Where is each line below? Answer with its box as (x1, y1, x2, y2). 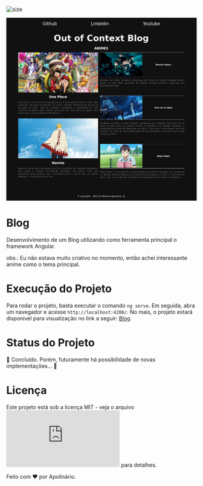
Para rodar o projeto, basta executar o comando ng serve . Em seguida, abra (6, 302, 195, 309)
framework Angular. (6, 242, 56, 250)
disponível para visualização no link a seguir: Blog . (6, 315, 132, 322)
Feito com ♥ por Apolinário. (6, 473, 76, 480)
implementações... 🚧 (6, 363, 57, 370)
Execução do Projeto (6, 282, 112, 296)
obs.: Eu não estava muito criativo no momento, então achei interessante (6, 254, 187, 262)
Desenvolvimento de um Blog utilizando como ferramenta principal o (6, 236, 177, 244)
